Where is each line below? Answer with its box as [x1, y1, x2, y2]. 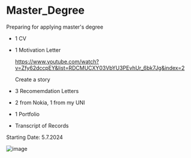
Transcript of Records [14, 122, 69, 129]
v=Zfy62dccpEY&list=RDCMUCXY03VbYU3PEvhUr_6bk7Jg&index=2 [14, 64, 185, 72]
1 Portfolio [14, 110, 40, 117]
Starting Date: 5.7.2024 [6, 134, 63, 141]
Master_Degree [6, 4, 85, 17]
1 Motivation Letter [14, 46, 61, 54]
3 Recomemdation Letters [14, 87, 79, 94]
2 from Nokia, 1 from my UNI [14, 99, 85, 106]
